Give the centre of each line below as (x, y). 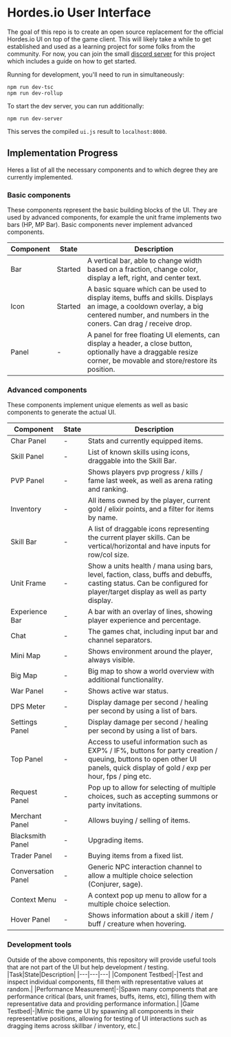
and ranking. (108, 489)
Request (24, 792)
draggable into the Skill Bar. (132, 461)
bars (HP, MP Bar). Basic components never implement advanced (100, 225)
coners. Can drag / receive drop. (140, 324)
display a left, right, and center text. (144, 278)
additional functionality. (125, 680)
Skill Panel (27, 457)
